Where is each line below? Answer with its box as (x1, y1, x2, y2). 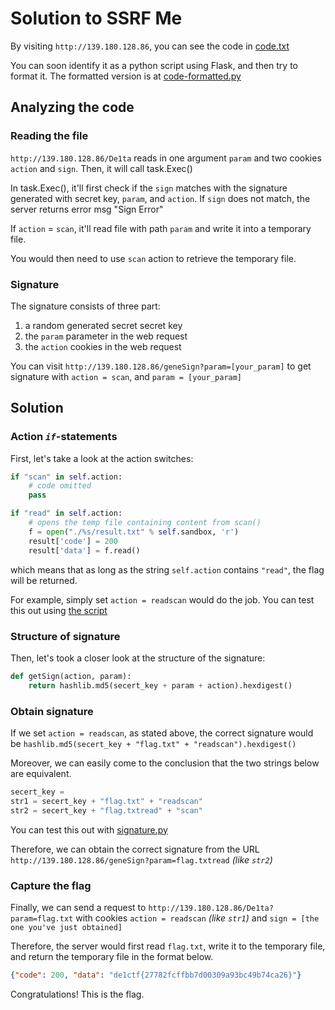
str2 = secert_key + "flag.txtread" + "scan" (10, 805, 203, 816)
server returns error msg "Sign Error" (10, 203, 164, 215)
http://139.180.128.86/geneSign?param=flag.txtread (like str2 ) (10, 853, 273, 866)
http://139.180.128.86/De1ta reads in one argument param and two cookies (10, 152, 322, 164)
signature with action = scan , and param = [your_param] (10, 370, 243, 382)
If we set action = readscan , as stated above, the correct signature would (10, 727, 314, 739)
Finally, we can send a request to (10, 901, 147, 913)
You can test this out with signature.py (10, 823, 168, 836)
